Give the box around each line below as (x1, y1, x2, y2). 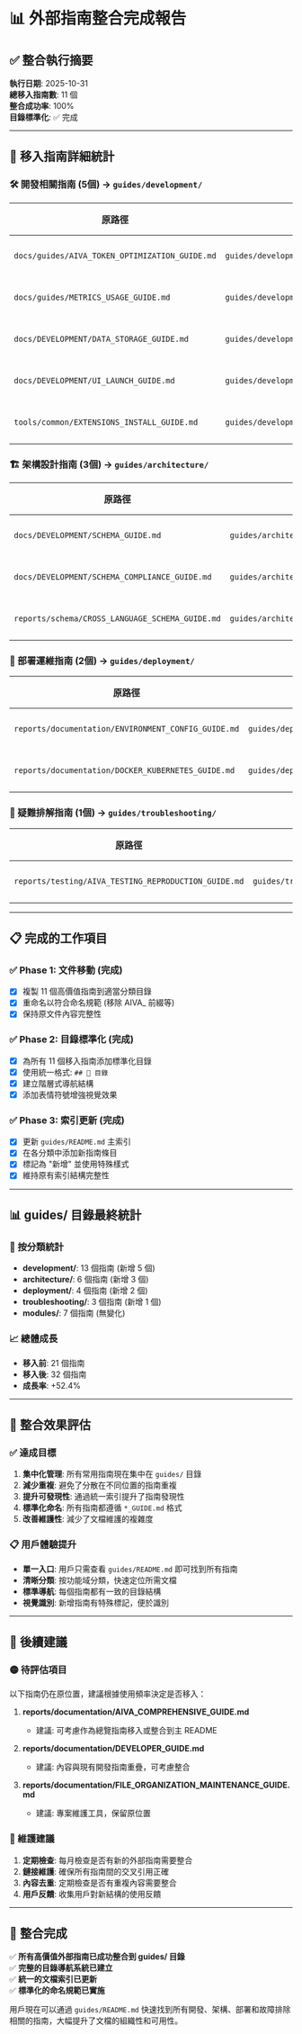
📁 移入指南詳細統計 (9, 149, 115, 165)
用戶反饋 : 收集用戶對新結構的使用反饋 (22, 1888, 162, 1899)
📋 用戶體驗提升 (9, 1538, 77, 1551)
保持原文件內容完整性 (22, 1009, 102, 1020)
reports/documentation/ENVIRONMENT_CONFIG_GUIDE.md (13, 724, 240, 734)
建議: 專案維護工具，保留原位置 (35, 1808, 151, 1819)
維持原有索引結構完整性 (22, 1170, 110, 1181)
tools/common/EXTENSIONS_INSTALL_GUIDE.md (13, 417, 199, 427)
